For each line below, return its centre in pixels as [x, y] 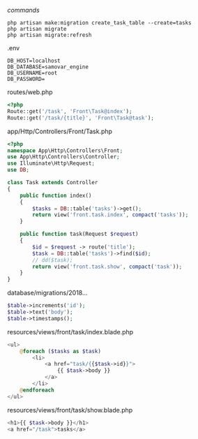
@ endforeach [37, 390]
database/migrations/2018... [48, 293]
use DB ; [18, 170]
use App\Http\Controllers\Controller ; [63, 157]
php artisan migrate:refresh [49, 35]
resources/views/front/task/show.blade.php [70, 410]
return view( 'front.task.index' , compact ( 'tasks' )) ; [111, 215]
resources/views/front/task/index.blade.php [70, 332]
